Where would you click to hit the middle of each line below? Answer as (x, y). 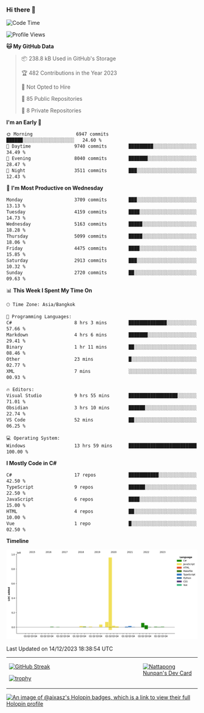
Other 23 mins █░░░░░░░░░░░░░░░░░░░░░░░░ (102, 360)
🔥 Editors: (20, 390)
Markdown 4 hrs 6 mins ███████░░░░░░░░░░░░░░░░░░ (102, 335)
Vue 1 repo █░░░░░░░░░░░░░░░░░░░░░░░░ (102, 524)
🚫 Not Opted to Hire (46, 87)
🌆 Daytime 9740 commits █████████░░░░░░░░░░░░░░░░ (102, 146)
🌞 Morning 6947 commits (58, 134)
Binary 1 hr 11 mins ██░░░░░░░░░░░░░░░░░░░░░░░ (102, 347)
